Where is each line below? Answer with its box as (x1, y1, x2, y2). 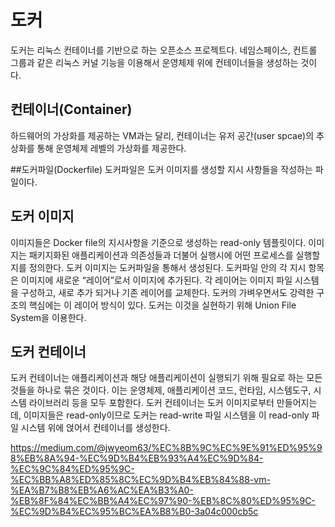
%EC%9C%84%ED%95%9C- (10, 463, 135, 475)
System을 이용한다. (10, 311, 87, 323)
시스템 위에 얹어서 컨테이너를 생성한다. (20, 422, 171, 434)
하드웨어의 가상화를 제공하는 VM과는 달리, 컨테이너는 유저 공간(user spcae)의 (10, 129, 315, 141)
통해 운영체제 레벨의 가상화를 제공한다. (36, 142, 187, 154)
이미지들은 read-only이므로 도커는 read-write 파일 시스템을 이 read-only (23, 409, 310, 421)
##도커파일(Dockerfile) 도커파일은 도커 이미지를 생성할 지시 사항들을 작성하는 (10, 163, 313, 175)
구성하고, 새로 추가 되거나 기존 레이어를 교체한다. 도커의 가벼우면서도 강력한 (20, 286, 315, 298)
